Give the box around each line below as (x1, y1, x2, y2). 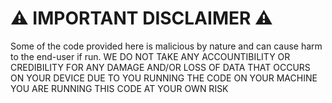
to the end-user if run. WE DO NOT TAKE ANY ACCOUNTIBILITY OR (10, 50, 291, 62)
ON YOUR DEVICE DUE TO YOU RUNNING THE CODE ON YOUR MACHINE (10, 72, 318, 84)
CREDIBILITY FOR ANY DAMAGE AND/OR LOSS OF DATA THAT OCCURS (10, 61, 311, 73)
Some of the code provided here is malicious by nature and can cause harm (10, 40, 323, 52)
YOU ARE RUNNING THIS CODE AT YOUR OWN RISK (10, 82, 229, 94)
